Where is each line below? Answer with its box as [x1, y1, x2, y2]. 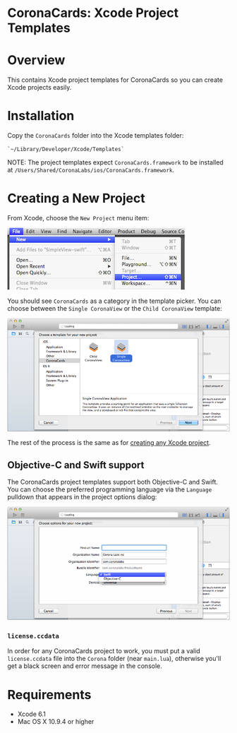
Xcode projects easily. [7, 83, 72, 92]
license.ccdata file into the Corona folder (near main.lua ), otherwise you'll [7, 655, 221, 663]
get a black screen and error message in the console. [7, 662, 162, 670]
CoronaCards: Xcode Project [7, 5, 178, 21]
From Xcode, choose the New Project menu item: [7, 214, 150, 222]
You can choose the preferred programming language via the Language [7, 485, 212, 494]
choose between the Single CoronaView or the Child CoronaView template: [7, 304, 222, 312]
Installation [7, 108, 75, 124]
